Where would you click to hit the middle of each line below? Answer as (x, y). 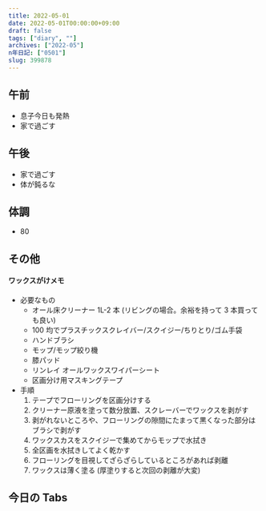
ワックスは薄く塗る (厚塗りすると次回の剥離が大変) (116, 470)
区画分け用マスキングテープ (77, 380)
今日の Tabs (38, 498)
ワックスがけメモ (36, 280)
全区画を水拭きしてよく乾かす (81, 450)
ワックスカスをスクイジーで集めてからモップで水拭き (119, 440)
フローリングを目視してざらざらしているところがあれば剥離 (130, 460)
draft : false (30, 30)
